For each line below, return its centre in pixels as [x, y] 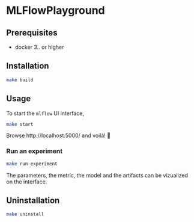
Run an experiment [35, 151]
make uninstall [25, 214]
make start [20, 124]
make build [20, 80]
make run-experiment [32, 164]
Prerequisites [32, 33]
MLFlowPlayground [56, 11]
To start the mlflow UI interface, [45, 113]
